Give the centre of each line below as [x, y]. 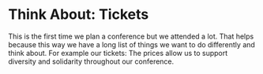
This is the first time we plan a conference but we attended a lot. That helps [131, 36]
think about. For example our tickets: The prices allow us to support [118, 53]
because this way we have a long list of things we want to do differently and [131, 44]
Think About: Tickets [79, 15]
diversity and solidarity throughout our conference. [91, 61]
